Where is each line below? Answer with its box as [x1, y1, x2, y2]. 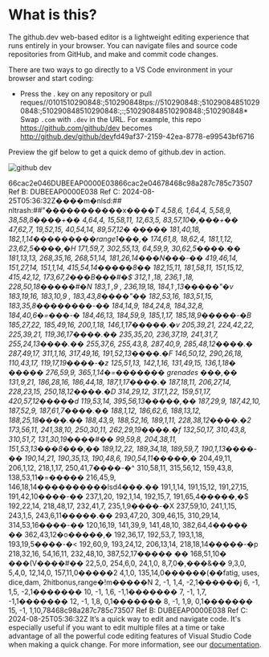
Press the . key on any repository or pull [19, 88, 153, 98]
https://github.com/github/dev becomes [19, 123, 153, 133]
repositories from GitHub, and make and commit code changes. [8, 49, 218, 59]
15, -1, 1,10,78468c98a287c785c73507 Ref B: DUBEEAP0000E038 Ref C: [8, 605, 248, 615]
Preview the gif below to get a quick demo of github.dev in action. [8, 147, 226, 157]
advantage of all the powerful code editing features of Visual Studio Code [8, 630, 252, 640]
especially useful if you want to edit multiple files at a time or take [8, 622, 225, 632]
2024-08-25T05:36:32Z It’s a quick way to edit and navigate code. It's [8, 614, 241, 623]
